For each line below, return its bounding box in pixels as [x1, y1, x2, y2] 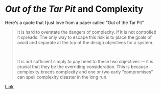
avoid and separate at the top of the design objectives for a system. [17, 39, 154, 45]
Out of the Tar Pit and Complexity [5, 3, 143, 15]
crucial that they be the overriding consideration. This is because [17, 64, 148, 70]
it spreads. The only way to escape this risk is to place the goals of [17, 34, 152, 40]
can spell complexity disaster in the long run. [17, 74, 108, 80]
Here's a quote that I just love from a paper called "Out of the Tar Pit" [5, 20, 144, 25]
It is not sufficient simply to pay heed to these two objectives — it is [17, 58, 154, 64]
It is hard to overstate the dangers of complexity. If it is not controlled [17, 29, 157, 35]
